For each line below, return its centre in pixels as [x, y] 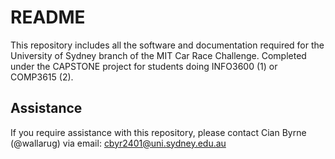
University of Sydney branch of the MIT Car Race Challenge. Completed [158, 55]
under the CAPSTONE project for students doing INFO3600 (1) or [144, 66]
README [48, 17]
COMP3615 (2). [42, 77]
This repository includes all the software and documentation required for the [167, 45]
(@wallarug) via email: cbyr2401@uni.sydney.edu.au [118, 143]
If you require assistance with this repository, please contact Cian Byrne [158, 132]
